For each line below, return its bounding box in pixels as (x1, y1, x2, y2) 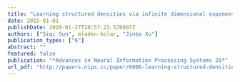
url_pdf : (7, 63, 34, 71)
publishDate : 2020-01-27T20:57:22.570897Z (7, 24, 136, 31)
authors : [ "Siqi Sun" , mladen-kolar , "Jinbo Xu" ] (7, 30, 159, 38)
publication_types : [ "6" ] (7, 37, 84, 44)
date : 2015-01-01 (7, 17, 59, 24)
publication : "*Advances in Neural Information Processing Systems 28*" (7, 57, 229, 64)
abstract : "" (7, 43, 46, 51)
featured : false (7, 51, 56, 58)
